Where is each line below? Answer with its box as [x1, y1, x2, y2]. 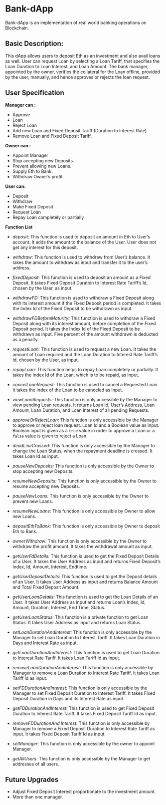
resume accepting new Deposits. [12, 483, 80, 489]
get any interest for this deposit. [12, 244, 78, 250]
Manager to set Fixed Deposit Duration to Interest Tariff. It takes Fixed [12, 690, 156, 696]
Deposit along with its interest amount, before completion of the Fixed [12, 320, 156, 326]
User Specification [5, 89, 65, 97]
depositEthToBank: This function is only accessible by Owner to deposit [12, 523, 161, 529]
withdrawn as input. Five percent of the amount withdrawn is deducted [12, 331, 158, 337]
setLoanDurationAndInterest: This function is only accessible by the [12, 629, 152, 635]
